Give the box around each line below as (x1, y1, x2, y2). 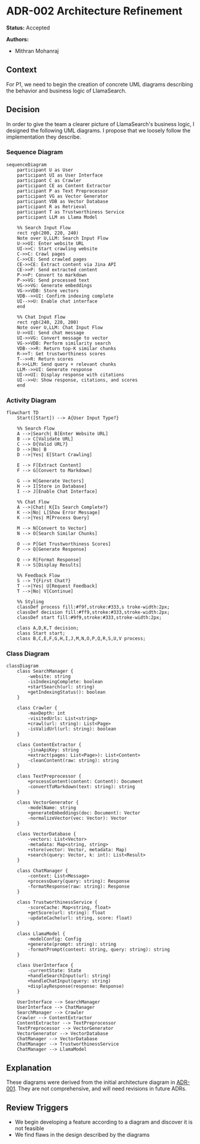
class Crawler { (17, 705, 58, 711)
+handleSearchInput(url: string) (28, 973, 111, 979)
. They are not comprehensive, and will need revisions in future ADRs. (14, 1085, 187, 1092)
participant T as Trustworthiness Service (17, 209, 125, 215)
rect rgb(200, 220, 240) (17, 230, 79, 236)
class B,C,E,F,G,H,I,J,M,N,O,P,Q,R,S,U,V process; (17, 636, 146, 642)
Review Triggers (6, 1103, 69, 1113)
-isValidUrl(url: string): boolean (28, 726, 117, 732)
